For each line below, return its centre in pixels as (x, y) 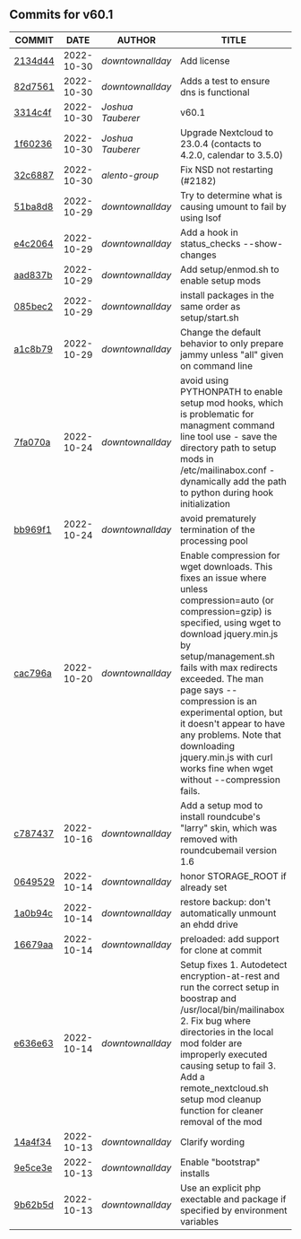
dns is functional (215, 92)
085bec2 (34, 306)
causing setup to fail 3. (228, 1065)
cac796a (33, 673)
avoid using (205, 380)
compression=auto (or (228, 600)
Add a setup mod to (222, 805)
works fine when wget (227, 768)
